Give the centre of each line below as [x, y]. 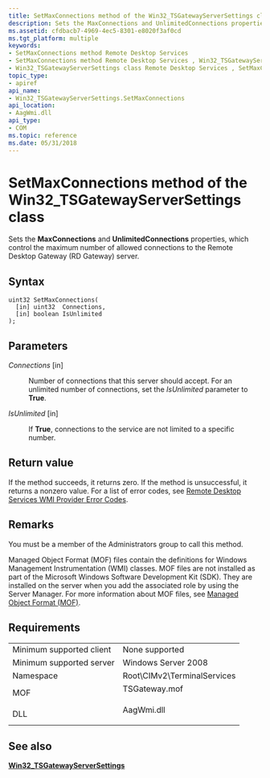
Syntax [27, 281]
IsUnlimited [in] [33, 414]
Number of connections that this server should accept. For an [131, 381]
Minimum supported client [62, 649]
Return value [41, 463]
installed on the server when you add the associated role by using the [124, 585]
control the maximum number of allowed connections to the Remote [121, 248]
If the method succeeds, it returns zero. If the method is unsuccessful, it [128, 482]
